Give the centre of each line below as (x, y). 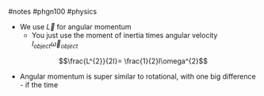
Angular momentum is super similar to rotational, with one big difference (138, 76)
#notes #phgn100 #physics (53, 12)
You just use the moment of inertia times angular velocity (124, 35)
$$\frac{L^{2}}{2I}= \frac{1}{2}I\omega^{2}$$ (133, 61)
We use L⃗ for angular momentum (76, 27)
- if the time (39, 84)
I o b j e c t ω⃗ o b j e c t (55, 44)
